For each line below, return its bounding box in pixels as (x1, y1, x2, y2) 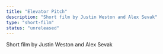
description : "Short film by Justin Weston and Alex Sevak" (6, 14, 158, 20)
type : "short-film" (6, 19, 55, 25)
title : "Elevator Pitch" (6, 8, 68, 15)
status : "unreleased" (6, 25, 60, 31)
